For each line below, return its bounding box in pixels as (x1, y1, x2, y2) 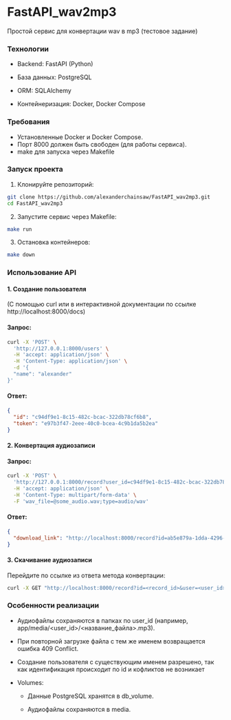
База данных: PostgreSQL (16, 73, 92, 81)
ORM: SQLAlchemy (16, 87, 72, 95)
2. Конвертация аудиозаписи (7, 442, 96, 450)
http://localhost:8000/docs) (7, 307, 86, 316)
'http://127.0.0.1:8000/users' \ (13, 345, 109, 352)
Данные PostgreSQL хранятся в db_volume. (27, 692, 154, 700)
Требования (7, 117, 50, 127)
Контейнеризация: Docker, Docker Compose (16, 100, 146, 108)
